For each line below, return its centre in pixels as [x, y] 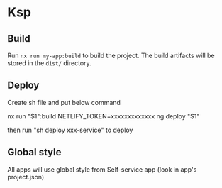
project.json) [26, 177]
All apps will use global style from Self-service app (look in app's [102, 169]
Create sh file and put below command [64, 102]
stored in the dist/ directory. [50, 63]
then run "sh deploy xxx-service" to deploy [70, 130]
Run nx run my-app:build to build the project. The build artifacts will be [111, 55]
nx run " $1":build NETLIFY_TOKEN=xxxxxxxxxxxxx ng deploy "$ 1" [104, 116]
